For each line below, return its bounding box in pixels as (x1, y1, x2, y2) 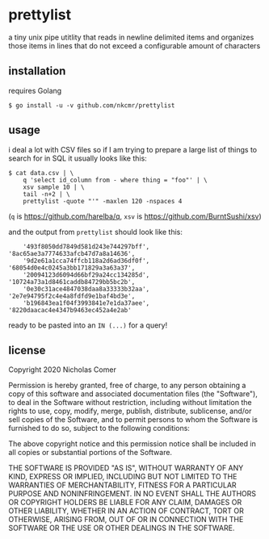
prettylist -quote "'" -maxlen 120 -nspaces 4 (23, 197, 183, 205)
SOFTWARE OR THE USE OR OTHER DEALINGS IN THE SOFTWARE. (8, 523, 235, 533)
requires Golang (8, 86, 62, 95)
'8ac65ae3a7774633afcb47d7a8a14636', (8, 249, 136, 257)
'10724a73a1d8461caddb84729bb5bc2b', (8, 278, 136, 286)
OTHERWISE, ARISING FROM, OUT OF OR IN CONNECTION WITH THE (8, 515, 244, 524)
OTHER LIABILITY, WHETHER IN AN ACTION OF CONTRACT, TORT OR (8, 506, 244, 516)
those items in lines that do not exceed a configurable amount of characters (8, 40, 261, 50)
